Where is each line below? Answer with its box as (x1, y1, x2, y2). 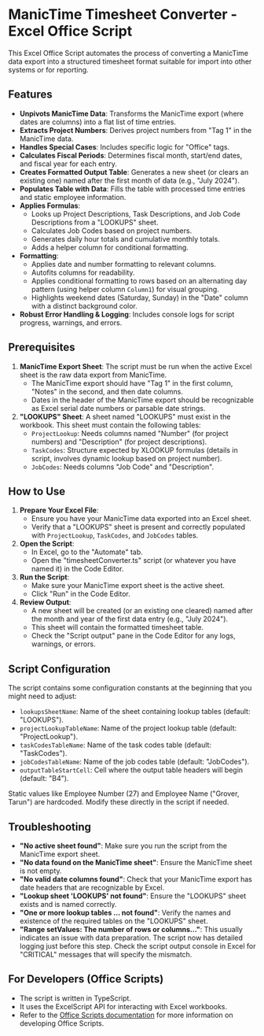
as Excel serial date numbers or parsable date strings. (31, 403, 206, 413)
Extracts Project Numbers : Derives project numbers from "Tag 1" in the (19, 125, 252, 135)
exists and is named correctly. (19, 900, 117, 908)
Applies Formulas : (19, 201, 81, 210)
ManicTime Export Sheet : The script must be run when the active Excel (19, 361, 252, 371)
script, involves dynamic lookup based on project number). (31, 453, 222, 463)
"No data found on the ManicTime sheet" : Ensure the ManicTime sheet (19, 858, 253, 867)
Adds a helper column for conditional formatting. (31, 242, 189, 252)
